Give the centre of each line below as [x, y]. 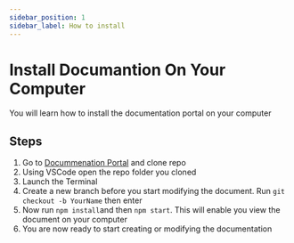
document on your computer [74, 220]
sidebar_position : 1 [48, 17]
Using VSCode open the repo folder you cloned [109, 172]
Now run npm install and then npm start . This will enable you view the [151, 210]
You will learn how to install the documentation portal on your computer [140, 113]
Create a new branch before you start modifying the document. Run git [153, 191]
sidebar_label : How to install [67, 26]
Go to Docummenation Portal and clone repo [104, 163]
